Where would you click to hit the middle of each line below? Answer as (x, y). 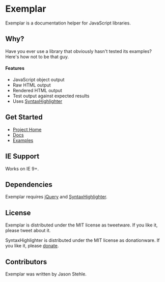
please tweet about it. (28, 231)
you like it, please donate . (32, 246)
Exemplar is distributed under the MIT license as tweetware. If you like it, (81, 225)
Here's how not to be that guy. (37, 57)
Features (15, 68)
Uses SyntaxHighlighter (37, 101)
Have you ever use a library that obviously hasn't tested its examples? (78, 51)
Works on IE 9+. (22, 168)
